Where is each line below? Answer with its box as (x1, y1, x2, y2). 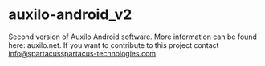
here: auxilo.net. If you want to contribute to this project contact (8, 40, 219, 49)
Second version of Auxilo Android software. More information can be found (8, 32, 257, 41)
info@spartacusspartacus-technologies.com (8, 49, 157, 58)
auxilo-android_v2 (8, 6, 132, 24)
